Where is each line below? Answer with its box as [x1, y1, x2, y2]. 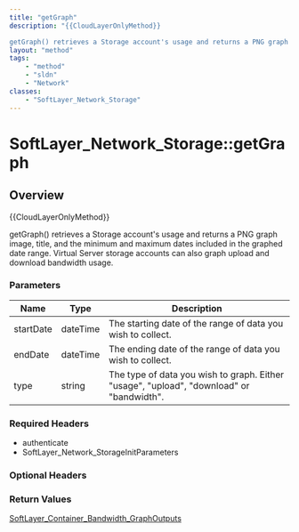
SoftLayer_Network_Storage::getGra [9, 133, 286, 154]
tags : [9, 54, 29, 63]
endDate [13, 348, 50, 360]
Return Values [9, 493, 72, 505]
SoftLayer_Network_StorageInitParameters [21, 447, 179, 458]
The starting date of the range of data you [108, 317, 284, 329]
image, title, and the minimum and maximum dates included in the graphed [9, 238, 283, 249]
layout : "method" [9, 45, 74, 54]
